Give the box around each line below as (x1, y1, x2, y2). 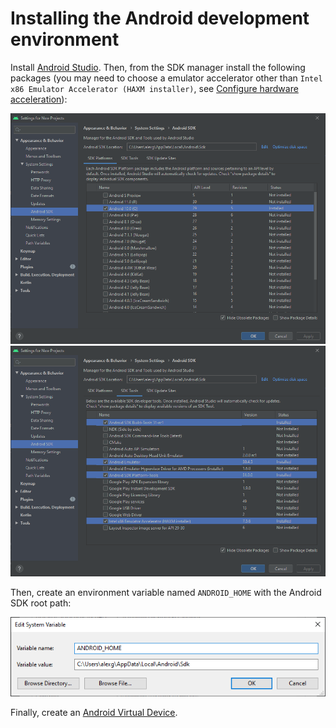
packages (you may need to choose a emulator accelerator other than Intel (10, 72, 323, 84)
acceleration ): (10, 93, 68, 105)
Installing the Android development (10, 7, 310, 30)
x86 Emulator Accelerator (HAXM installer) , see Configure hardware (10, 82, 299, 94)
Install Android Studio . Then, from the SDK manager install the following (10, 61, 306, 73)
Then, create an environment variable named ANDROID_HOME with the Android (10, 586, 322, 598)
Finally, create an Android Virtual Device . (10, 706, 178, 718)
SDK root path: (10, 597, 72, 609)
